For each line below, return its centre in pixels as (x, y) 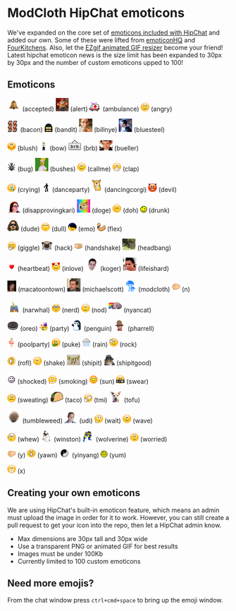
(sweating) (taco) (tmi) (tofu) (79, 399)
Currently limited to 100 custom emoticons (79, 561)
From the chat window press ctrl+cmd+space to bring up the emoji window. (115, 600)
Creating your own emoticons (74, 493)
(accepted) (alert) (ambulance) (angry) (97, 109)
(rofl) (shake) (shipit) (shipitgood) (85, 363)
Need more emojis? (51, 583)
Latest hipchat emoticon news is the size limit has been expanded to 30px (114, 55)
